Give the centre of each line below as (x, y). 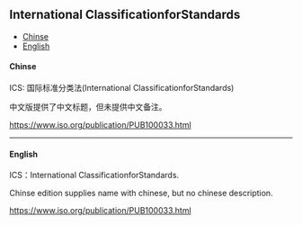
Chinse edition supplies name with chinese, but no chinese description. (141, 193)
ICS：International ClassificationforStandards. (94, 175)
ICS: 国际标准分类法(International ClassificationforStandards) (122, 88)
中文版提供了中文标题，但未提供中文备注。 (88, 107)
